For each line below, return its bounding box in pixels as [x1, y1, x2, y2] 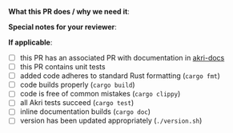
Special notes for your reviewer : [8, 22, 118, 31]
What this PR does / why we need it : [8, 7, 130, 16]
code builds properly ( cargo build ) [19, 80, 135, 90]
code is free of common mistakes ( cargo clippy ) [19, 89, 181, 99]
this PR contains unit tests [19, 62, 106, 72]
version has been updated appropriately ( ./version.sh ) [19, 115, 203, 126]
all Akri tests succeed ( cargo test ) [19, 98, 135, 108]
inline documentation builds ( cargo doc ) [19, 107, 151, 116]
